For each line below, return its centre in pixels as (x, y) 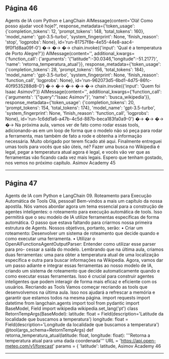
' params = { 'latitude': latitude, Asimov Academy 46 (107, 346)
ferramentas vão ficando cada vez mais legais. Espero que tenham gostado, (84, 157)
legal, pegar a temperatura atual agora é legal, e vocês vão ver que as (78, 152)
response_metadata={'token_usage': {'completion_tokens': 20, (70, 102)
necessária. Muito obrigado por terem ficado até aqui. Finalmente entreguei (83, 141)
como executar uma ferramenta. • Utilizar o (50, 238)
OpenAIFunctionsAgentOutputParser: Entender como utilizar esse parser (80, 244)
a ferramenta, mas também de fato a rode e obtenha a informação (74, 136)
